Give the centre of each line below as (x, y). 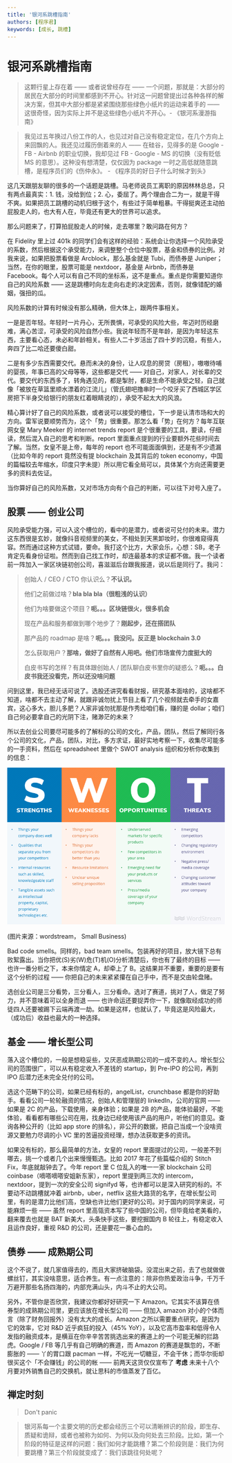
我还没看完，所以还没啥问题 (76, 676)
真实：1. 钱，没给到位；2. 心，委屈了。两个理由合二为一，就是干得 (125, 195)
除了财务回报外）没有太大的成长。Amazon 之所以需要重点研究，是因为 (119, 1319)
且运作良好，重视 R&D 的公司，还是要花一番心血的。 (82, 1228)
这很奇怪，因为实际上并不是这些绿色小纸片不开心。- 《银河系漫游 (117, 113)
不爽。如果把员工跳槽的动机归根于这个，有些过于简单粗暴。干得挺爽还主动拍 (116, 203)
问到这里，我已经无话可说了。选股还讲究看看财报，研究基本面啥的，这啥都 (113, 691)
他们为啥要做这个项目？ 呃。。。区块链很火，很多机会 (97, 609)
